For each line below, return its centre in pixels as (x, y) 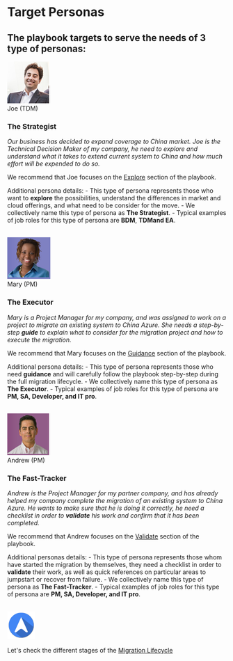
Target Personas (56, 12)
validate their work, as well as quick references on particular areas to (107, 572)
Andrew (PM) (26, 460)
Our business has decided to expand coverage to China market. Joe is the (114, 142)
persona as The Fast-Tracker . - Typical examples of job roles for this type (113, 587)
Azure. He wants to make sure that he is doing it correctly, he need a (106, 508)
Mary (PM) (23, 284)
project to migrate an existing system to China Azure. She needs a (102, 325)
